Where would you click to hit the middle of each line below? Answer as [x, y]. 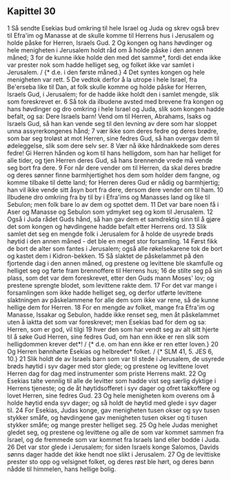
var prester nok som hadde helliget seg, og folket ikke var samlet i [101, 64]
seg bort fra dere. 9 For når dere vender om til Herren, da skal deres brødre [114, 167]
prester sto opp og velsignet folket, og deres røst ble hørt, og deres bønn [111, 461]
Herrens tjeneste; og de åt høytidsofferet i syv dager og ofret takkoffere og [113, 388]
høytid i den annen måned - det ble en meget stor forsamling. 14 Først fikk [112, 241]
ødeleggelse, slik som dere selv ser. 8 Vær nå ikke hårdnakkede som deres [113, 145]
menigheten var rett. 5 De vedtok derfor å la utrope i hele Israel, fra [102, 80]
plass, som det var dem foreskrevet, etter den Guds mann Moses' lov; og [111, 278]
